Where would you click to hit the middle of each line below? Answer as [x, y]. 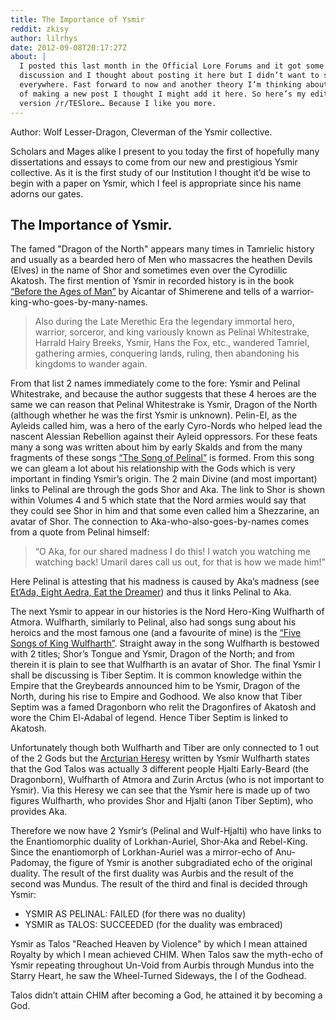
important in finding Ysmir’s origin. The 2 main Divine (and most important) [164, 479]
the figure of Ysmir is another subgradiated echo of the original [183, 863]
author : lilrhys [44, 38]
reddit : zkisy [40, 29]
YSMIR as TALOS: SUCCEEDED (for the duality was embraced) [153, 925]
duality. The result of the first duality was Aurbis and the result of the [152, 873]
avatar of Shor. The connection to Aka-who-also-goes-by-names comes [160, 522]
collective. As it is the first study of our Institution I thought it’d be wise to [160, 172]
